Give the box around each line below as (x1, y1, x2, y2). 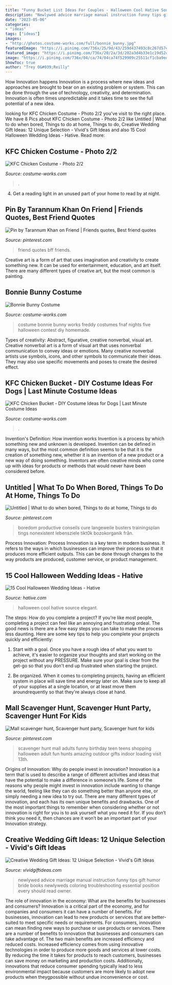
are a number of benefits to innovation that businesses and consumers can (5, 930, 164, 936)
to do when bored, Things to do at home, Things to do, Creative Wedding (5, 121, 160, 128)
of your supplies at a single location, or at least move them (12, 684, 137, 689)
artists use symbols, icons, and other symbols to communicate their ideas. (5, 353, 162, 359)
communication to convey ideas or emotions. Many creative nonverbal (5, 347, 154, 354)
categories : (5, 22, 31, 27)
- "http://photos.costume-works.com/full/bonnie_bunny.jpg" (5, 41, 137, 46)
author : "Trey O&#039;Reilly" (5, 65, 70, 70)
